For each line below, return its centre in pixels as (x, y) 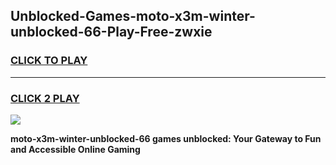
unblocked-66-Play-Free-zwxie (111, 32)
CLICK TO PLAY (49, 61)
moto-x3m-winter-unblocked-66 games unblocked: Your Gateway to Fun (166, 138)
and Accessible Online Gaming (75, 149)
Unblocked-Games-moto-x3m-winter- (133, 16)
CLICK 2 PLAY (45, 98)
